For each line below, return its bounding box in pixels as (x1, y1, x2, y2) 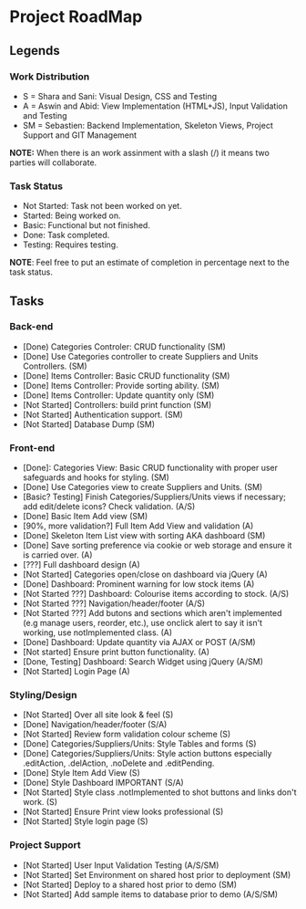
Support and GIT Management (22, 130, 138, 141)
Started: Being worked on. (22, 210, 121, 221)
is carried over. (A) (22, 549, 93, 560)
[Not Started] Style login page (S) (22, 816, 148, 827)
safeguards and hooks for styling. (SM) (22, 472, 170, 483)
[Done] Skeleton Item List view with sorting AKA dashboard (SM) (22, 530, 266, 541)
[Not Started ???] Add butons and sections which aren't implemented (22, 608, 282, 619)
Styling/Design (9, 689, 77, 702)
